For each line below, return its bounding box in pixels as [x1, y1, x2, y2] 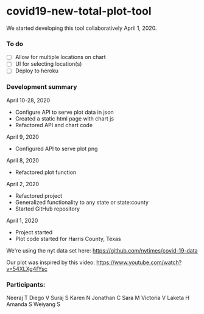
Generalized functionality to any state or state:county [15, 198, 149, 206]
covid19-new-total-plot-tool [6, 4, 152, 18]
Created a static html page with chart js [15, 114, 114, 122]
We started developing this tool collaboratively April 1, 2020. [6, 24, 157, 32]
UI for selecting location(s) [15, 60, 82, 68]
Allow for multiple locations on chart [15, 54, 106, 61]
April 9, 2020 [6, 133, 40, 141]
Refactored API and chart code [15, 121, 93, 128]
